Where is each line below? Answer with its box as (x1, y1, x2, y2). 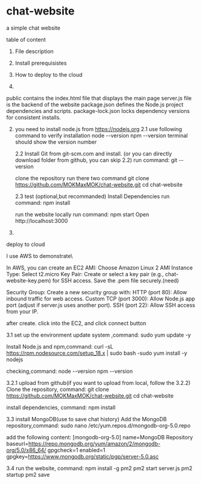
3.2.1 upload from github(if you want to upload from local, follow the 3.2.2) (6, 379, 191, 386)
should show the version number (14, 138, 97, 146)
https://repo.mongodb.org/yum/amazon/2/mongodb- (28, 440, 161, 447)
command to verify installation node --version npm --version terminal (14, 132, 188, 139)
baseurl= (6, 440, 29, 447)
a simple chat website (6, 24, 60, 31)
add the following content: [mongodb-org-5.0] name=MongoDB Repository (6, 433, 193, 440)
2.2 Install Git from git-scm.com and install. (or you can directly (14, 150, 172, 157)
